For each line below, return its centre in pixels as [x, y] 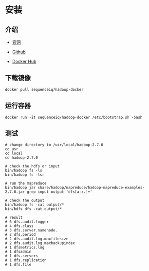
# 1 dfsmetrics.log [25, 248]
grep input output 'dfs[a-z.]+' [59, 192]
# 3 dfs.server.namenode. [31, 230]
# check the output [25, 201]
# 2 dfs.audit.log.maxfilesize [37, 239]
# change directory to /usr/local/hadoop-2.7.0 [54, 145]
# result [14, 218]
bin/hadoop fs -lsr [25, 175]
